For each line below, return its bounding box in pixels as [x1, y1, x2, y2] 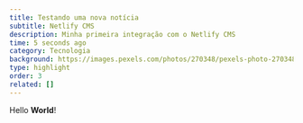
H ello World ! [9, 104, 57, 115]
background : [9, 55, 54, 64]
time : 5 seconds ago [9, 38, 87, 48]
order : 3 [9, 72, 42, 81]
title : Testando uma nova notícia [9, 13, 140, 22]
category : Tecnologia [9, 47, 91, 56]
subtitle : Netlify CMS [9, 22, 95, 31]
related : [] [9, 80, 54, 89]
